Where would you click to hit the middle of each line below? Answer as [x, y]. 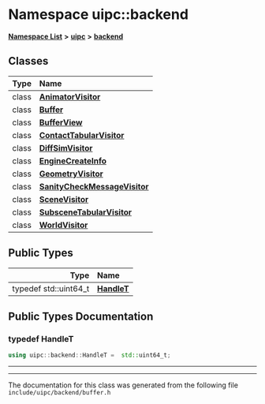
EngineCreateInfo [73, 161]
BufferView [61, 122]
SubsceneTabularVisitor [86, 212]
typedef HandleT [41, 339]
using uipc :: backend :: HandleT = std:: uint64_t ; [90, 355]
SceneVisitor [64, 199]
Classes [28, 61]
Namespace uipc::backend [99, 15]
